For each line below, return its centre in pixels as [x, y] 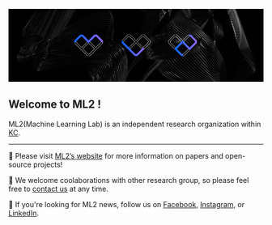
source [20, 164]
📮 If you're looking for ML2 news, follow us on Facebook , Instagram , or [127, 204]
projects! [48, 164]
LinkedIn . [23, 213]
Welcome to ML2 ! [55, 105]
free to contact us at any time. [59, 189]
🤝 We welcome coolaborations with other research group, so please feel [129, 180]
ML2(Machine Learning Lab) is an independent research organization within [135, 124]
